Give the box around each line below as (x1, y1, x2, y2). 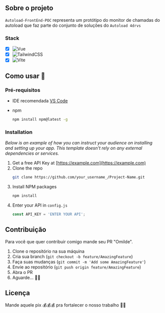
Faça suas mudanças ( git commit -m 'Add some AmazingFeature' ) (12, 259, 146, 265)
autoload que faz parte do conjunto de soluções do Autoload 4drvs (5, 22, 141, 28)
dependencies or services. (5, 150, 59, 156)
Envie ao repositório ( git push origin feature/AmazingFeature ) (12, 264, 141, 270)
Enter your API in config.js (12, 202, 68, 208)
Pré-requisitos (5, 87, 40, 93)
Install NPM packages (12, 184, 57, 190)
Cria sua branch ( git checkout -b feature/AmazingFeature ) (12, 253, 133, 259)
